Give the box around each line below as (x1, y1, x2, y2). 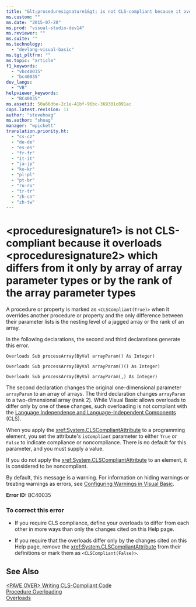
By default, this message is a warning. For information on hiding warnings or (6, 474, 190, 481)
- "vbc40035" (11, 68, 43, 74)
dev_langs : (6, 80, 33, 85)
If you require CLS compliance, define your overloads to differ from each (14, 519, 190, 527)
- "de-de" (11, 139, 35, 145)
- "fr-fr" (11, 150, 35, 156)
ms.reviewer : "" (6, 30, 45, 36)
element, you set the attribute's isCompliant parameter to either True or (6, 433, 177, 440)
